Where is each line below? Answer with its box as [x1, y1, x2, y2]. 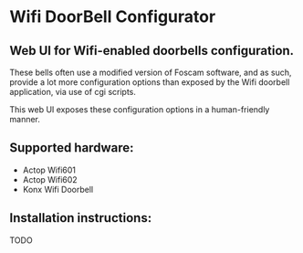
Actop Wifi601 [22, 164, 76, 175]
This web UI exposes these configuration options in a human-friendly [9, 104, 270, 115]
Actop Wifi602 [22, 174, 78, 184]
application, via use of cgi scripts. [9, 87, 137, 97]
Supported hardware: [9, 140, 134, 156]
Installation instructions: [9, 210, 152, 226]
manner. [9, 114, 41, 124]
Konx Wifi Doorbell [22, 184, 94, 195]
